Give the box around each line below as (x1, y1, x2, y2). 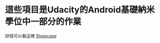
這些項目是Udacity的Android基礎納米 (5, 4, 155, 15)
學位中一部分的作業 (5, 16, 82, 27)
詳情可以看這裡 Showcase (5, 33, 57, 39)
